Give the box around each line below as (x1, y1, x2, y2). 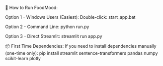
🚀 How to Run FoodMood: (5, 5, 58, 10)
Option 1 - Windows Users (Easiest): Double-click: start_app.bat (5, 14, 136, 20)
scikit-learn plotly (5, 56, 41, 61)
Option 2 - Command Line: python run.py (5, 24, 89, 30)
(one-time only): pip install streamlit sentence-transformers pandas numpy (5, 50, 158, 56)
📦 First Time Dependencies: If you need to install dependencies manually (5, 43, 157, 49)
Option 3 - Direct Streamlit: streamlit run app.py (5, 33, 103, 39)
